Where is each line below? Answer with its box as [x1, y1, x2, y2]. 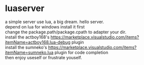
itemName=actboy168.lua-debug [5, 39, 71, 45]
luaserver [5, 3, 44, 14]
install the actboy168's [5, 34, 50, 40]
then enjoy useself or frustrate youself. [5, 54, 82, 60]
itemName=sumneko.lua [5, 49, 54, 55]
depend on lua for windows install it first [5, 24, 85, 29]
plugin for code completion [55, 49, 109, 55]
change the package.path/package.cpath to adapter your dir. [5, 29, 127, 35]
